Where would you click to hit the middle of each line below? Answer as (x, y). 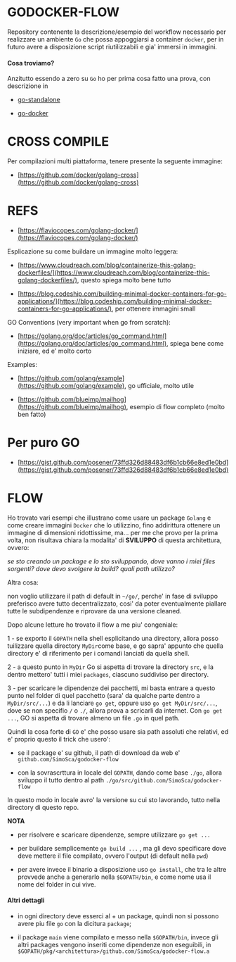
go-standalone (39, 100)
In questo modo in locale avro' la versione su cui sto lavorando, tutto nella (114, 799)
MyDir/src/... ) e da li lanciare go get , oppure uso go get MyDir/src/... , (112, 703)
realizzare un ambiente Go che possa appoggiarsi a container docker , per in (116, 39)
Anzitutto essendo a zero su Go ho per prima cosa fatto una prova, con (109, 79)
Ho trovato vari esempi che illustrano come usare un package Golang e (109, 518)
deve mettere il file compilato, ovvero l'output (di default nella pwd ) (113, 856)
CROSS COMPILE (58, 142)
